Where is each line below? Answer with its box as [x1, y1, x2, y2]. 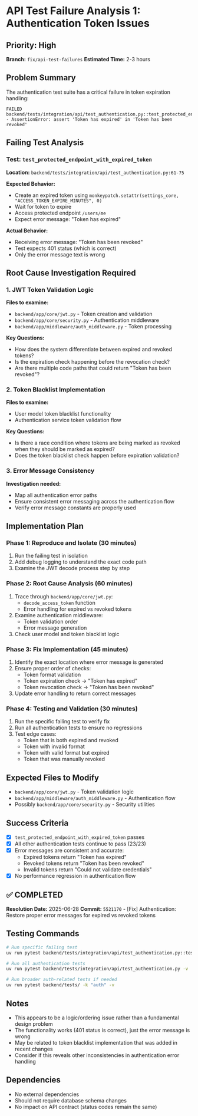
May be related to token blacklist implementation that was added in [14, 1039, 178, 1046]
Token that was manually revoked [23, 756, 105, 763]
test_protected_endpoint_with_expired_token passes [14, 833, 145, 841]
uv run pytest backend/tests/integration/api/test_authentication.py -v [6, 966, 189, 972]
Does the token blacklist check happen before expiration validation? [14, 452, 180, 459]
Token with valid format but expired [23, 749, 110, 756]
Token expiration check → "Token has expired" [23, 677, 137, 684]
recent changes [14, 1045, 53, 1052]
